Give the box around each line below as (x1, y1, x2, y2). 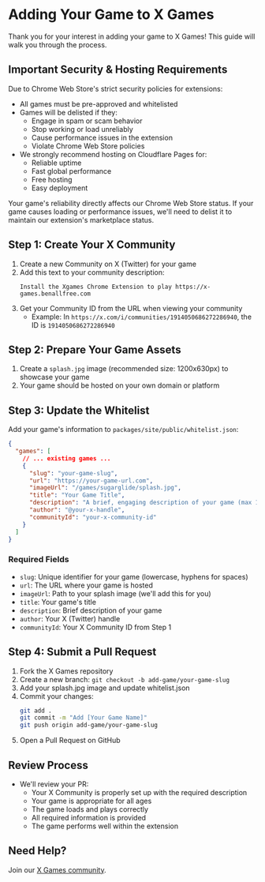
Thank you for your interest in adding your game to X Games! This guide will (8, 32, 256, 41)
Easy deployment (31, 183, 88, 193)
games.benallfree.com (19, 290, 91, 298)
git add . (19, 707, 53, 715)
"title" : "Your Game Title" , (28, 491, 125, 499)
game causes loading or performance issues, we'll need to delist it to (8, 207, 233, 216)
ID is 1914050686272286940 (31, 320, 116, 329)
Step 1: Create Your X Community (8, 238, 176, 252)
